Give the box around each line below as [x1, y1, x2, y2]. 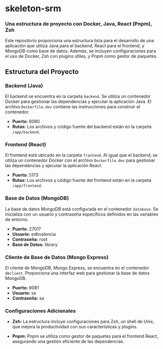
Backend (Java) [5, 82, 43, 89]
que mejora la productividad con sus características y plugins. [12, 324, 138, 330]
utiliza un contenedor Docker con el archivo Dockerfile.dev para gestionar [5, 157, 156, 163]
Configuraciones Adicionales [5, 307, 76, 314]
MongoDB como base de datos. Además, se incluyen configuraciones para [5, 48, 156, 54]
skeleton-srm [5, 3, 61, 14]
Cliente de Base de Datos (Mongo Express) [5, 253, 109, 260]
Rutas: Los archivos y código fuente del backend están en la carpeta [12, 124, 152, 130]
